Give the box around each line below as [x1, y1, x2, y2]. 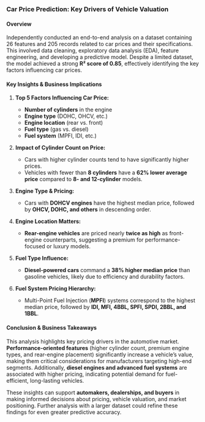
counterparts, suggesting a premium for [43, 236, 144, 244]
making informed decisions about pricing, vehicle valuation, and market [6, 395, 187, 402]
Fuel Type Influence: [15, 254, 69, 262]
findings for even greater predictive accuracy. [6, 408, 122, 416]
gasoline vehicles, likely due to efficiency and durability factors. [24, 273, 185, 281]
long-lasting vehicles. [29, 377, 84, 384]
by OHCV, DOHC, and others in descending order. [24, 206, 152, 213]
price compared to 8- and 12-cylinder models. [24, 176, 143, 183]
